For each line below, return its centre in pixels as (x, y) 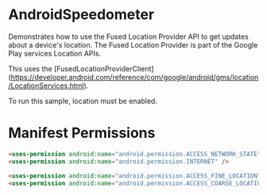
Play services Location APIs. (55, 53)
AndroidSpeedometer (81, 15)
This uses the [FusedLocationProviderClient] (81, 68)
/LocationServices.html (46, 86)
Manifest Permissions (82, 133)
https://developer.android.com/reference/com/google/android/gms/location (135, 77)
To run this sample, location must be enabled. (83, 101)
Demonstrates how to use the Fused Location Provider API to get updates (128, 36)
